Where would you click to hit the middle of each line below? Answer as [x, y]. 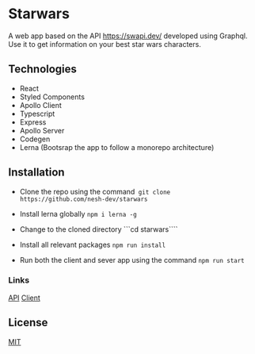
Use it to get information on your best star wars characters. [105, 44]
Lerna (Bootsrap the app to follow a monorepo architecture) [117, 147]
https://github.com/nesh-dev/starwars [84, 199]
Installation [36, 173]
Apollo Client [40, 105]
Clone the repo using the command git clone [95, 191]
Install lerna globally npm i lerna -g [78, 214]
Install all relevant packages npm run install [93, 244]
